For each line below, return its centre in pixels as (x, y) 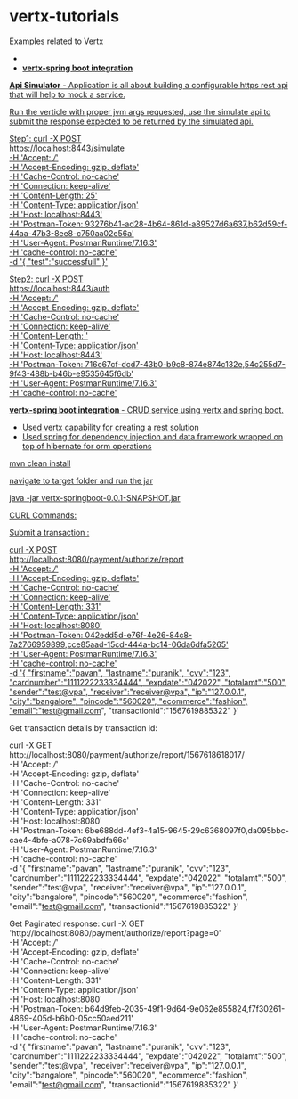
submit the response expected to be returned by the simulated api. (131, 121)
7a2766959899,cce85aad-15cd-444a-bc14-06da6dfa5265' (119, 644)
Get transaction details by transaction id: (84, 727)
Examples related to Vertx (56, 41)
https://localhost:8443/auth (60, 288)
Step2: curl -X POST (46, 279)
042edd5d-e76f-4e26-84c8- (139, 635)
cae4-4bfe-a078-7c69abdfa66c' (69, 840)
